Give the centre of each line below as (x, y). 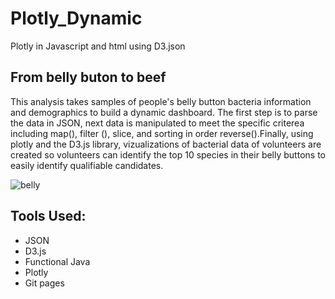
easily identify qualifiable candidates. (87, 165)
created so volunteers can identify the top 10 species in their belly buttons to (168, 154)
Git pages (44, 283)
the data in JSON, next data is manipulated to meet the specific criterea (157, 123)
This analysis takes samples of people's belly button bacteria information (161, 101)
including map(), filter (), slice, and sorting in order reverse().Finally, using (162, 133)
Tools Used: (48, 216)
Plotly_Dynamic (76, 18)
